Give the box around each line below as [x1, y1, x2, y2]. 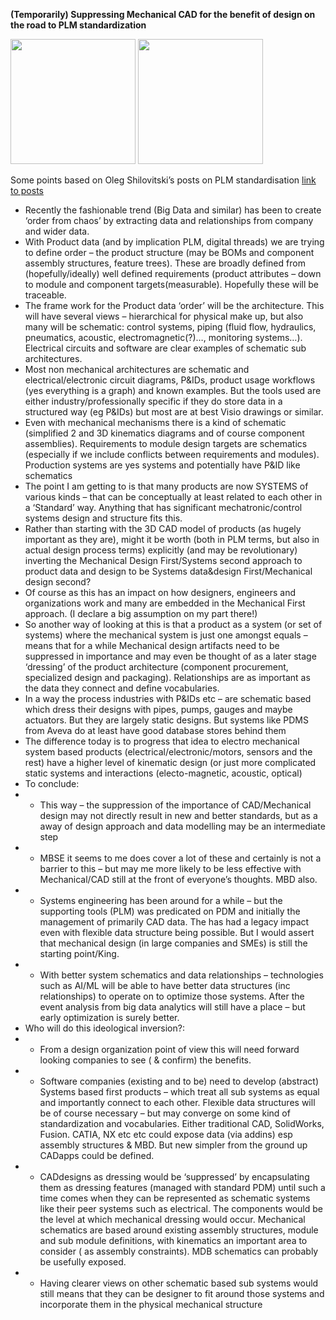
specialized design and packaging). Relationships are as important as [24, 672, 311, 683]
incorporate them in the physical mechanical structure [39, 1299, 263, 1310]
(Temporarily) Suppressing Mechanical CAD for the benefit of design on [10, 9, 316, 20]
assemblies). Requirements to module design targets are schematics [24, 438, 308, 449]
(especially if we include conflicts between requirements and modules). [24, 449, 320, 460]
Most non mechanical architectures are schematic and [24, 364, 250, 375]
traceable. [24, 289, 67, 301]
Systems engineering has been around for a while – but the [39, 895, 283, 906]
